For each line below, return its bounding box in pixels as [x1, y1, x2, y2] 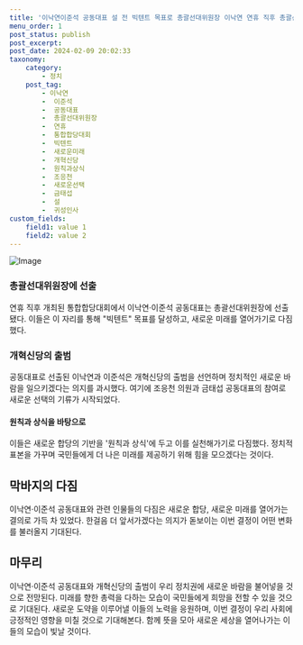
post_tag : [25, 80, 63, 89]
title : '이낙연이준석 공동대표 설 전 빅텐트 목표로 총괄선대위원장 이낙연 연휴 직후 [9, 13, 276, 23]
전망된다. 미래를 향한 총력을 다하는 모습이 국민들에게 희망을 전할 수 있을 [25, 592, 277, 603]
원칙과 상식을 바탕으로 [9, 416, 87, 427]
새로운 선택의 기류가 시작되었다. [9, 394, 121, 404]
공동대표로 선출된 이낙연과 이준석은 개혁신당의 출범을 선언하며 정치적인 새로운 [9, 371, 282, 382]
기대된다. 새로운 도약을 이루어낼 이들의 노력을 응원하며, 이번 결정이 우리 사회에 [18, 603, 293, 613]
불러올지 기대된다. [18, 526, 82, 537]
